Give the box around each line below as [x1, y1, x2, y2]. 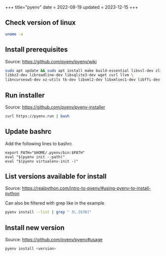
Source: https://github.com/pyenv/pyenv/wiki [5, 58, 97, 64]
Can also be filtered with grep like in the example [5, 200, 105, 206]
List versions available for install [5, 172, 107, 181]
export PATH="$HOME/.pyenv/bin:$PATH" [5, 150, 85, 155]
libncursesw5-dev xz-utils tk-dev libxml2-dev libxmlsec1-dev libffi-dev [5, 77, 161, 82]
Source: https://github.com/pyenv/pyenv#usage [5, 237, 103, 243]
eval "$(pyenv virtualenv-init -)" [5, 158, 79, 164]
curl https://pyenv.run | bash [5, 113, 70, 118]
